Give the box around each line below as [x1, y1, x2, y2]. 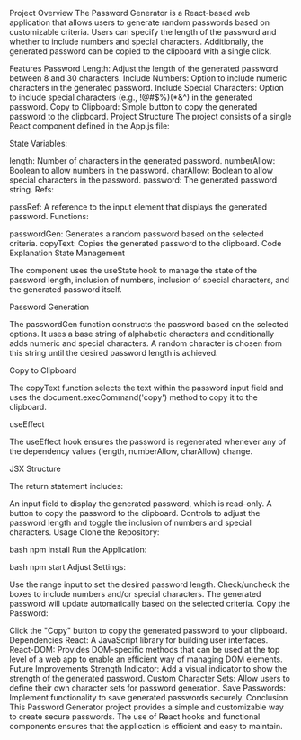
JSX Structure [9, 463, 61, 474]
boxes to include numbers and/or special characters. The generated [9, 589, 261, 599]
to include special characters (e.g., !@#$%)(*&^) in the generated [9, 92, 253, 103]
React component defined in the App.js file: [9, 120, 170, 131]
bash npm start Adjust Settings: [9, 562, 126, 572]
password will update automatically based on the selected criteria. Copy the [9, 598, 290, 609]
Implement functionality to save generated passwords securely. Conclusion [9, 692, 288, 702]
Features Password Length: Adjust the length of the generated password [9, 63, 279, 74]
